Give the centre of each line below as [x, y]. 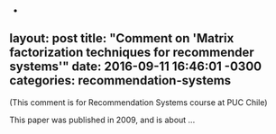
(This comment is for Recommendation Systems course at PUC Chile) [138, 102]
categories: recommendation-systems [120, 80]
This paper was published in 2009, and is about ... [102, 120]
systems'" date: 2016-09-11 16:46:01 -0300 [136, 67]
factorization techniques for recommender [132, 53]
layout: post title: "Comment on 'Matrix [122, 38]
